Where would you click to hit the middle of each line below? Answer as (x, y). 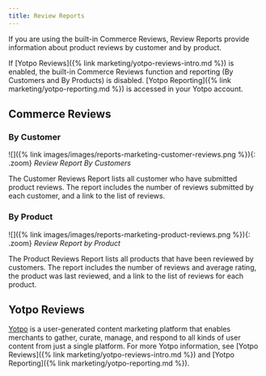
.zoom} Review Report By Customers (70, 163)
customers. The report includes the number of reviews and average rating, (133, 267)
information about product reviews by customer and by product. (115, 47)
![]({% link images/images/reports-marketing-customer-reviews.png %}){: (132, 155)
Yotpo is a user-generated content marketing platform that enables (120, 329)
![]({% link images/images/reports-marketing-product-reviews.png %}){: (129, 234)
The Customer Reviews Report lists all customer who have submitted (123, 179)
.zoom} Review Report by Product (65, 243)
